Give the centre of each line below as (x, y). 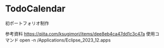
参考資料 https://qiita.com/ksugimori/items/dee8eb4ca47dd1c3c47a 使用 (80, 33)
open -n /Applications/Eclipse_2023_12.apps (65, 40)
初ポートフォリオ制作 (27, 23)
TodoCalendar (35, 9)
